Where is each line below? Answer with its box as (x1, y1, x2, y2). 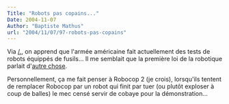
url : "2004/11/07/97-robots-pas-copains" (7, 29, 127, 36)
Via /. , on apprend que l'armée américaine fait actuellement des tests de (7, 48, 211, 56)
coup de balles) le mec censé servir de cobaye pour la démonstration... (7, 90, 208, 98)
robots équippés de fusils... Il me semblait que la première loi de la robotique (7, 55, 223, 63)
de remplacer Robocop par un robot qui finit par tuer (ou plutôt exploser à (7, 82, 215, 90)
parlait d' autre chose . (7, 62, 68, 70)
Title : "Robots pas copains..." (7, 10, 99, 17)
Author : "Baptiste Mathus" (7, 22, 84, 29)
